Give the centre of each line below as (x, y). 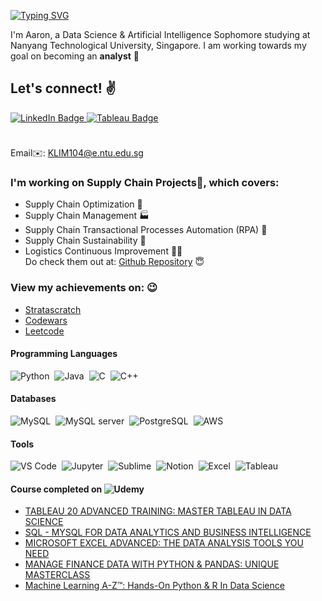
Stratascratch (53, 309)
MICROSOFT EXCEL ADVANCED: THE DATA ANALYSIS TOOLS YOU (164, 543)
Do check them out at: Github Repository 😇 (114, 262)
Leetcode (44, 331)
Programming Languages (64, 354)
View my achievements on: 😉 (84, 288)
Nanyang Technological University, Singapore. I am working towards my (158, 45)
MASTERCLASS (57, 575)
